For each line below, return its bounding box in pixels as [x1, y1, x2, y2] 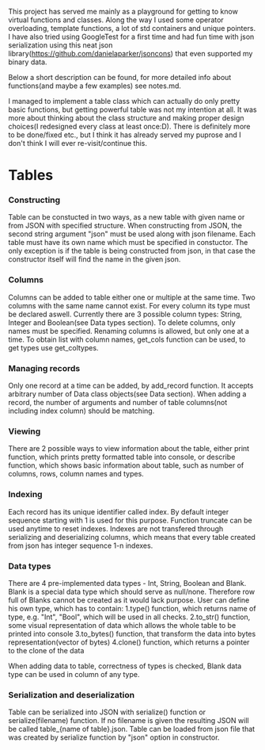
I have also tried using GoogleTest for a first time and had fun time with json [8, 32, 255, 41]
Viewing [8, 426, 41, 437]
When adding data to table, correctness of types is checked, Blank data [8, 661, 242, 671]
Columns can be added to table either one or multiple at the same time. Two [8, 293, 256, 302]
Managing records [8, 362, 81, 373]
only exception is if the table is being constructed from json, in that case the [8, 246, 256, 256]
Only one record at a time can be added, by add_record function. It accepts [8, 381, 254, 391]
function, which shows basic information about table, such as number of [8, 461, 244, 470]
